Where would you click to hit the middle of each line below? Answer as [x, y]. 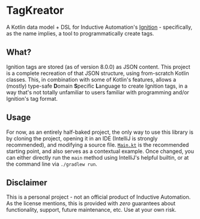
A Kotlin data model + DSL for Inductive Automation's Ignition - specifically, [99, 27]
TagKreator [35, 10]
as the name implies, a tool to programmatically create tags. [80, 33]
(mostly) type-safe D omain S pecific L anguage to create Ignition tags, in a [97, 86]
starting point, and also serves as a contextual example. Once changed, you [100, 151]
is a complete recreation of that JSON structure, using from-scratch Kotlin [98, 73]
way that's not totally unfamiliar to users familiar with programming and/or [98, 92]
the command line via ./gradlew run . [52, 164]
